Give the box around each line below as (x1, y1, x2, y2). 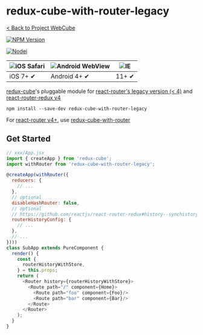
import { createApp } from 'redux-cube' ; (6, 155, 112, 161)
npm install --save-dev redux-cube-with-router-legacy (6, 106, 147, 112)
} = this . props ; (17, 267, 59, 273)
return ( (17, 273, 39, 279)
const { (17, 256, 36, 262)
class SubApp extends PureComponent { (6, 244, 104, 251)
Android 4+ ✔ (50, 72, 89, 80)
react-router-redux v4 (6, 94, 61, 101)
